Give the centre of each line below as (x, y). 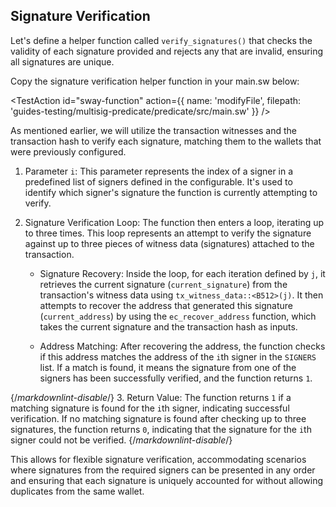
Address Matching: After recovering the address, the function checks (182, 346)
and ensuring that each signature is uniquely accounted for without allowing (167, 480)
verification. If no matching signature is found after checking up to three (158, 418)
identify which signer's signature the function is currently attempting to (171, 192)
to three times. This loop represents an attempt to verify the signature (168, 233)
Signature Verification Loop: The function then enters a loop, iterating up (174, 222)
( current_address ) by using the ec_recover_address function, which (178, 316)
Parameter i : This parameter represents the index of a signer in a (159, 171)
